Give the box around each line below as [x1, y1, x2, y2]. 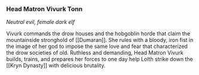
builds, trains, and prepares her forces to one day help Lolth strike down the [6, 56, 193, 63]
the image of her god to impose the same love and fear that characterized [6, 43, 188, 50]
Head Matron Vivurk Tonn [6, 5, 82, 13]
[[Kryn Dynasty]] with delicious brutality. [6, 62, 106, 69]
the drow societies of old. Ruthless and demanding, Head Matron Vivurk [6, 49, 183, 56]
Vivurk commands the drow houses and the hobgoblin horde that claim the [6, 30, 191, 37]
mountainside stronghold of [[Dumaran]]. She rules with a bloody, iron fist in [6, 37, 194, 44]
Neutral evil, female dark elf [6, 19, 75, 26]
